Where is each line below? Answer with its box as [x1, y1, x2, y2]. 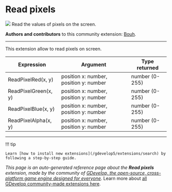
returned [136, 64, 159, 71]
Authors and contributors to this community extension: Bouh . [5, 31, 137, 37]
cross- [147, 170, 161, 176]
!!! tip [5, 141, 16, 147]
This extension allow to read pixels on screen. [5, 45, 102, 52]
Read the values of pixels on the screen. [11, 21, 96, 27]
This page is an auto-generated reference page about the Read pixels [5, 164, 155, 171]
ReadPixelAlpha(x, [8, 116, 52, 124]
